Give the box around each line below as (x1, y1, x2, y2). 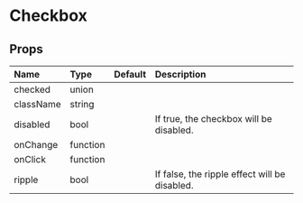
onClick (14, 153, 47, 165)
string (69, 98, 95, 110)
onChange (14, 139, 59, 151)
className (14, 98, 61, 110)
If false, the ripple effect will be (154, 168, 286, 180)
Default (114, 69, 147, 80)
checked (14, 83, 51, 96)
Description (154, 69, 207, 80)
